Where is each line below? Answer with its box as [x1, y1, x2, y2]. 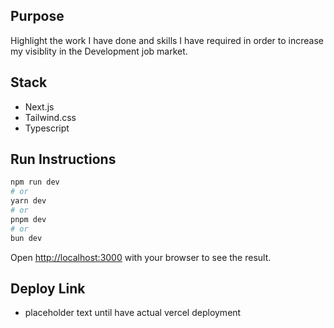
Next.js [24, 100, 55, 113]
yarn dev [10, 196, 47, 206]
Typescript [24, 122, 70, 134]
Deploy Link [10, 280, 86, 297]
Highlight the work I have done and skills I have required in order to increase [10, 34, 325, 46]
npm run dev [10, 177, 60, 188]
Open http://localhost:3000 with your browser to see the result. [10, 251, 272, 263]
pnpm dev [10, 214, 47, 224]
